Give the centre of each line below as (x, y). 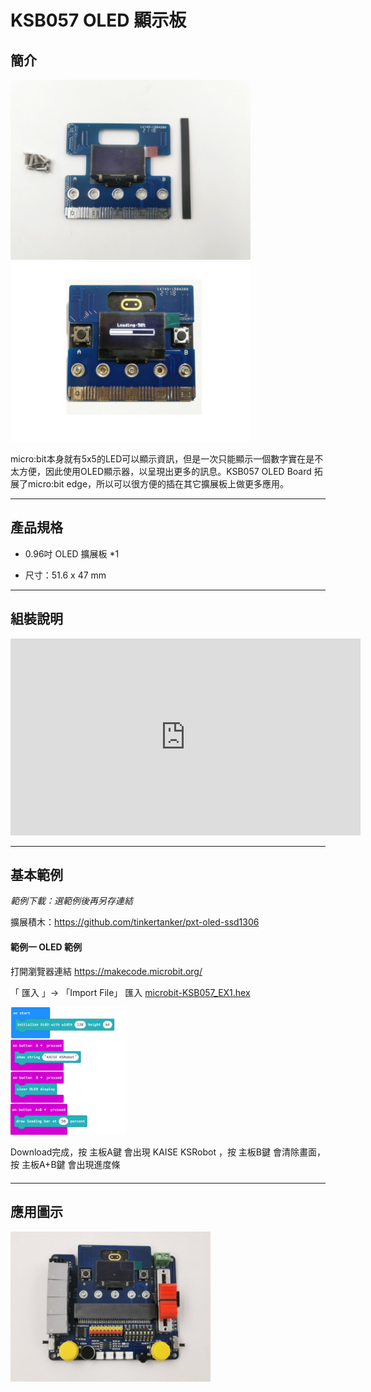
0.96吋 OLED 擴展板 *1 (72, 553)
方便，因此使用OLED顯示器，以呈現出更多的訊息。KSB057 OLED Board (165, 471)
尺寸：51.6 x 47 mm (65, 575)
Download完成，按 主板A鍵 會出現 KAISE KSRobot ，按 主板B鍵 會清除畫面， (168, 1152)
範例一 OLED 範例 (46, 947)
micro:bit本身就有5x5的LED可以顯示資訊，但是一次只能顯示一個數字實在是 (162, 459)
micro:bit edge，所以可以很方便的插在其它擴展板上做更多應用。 (158, 484)
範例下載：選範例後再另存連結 (71, 901)
